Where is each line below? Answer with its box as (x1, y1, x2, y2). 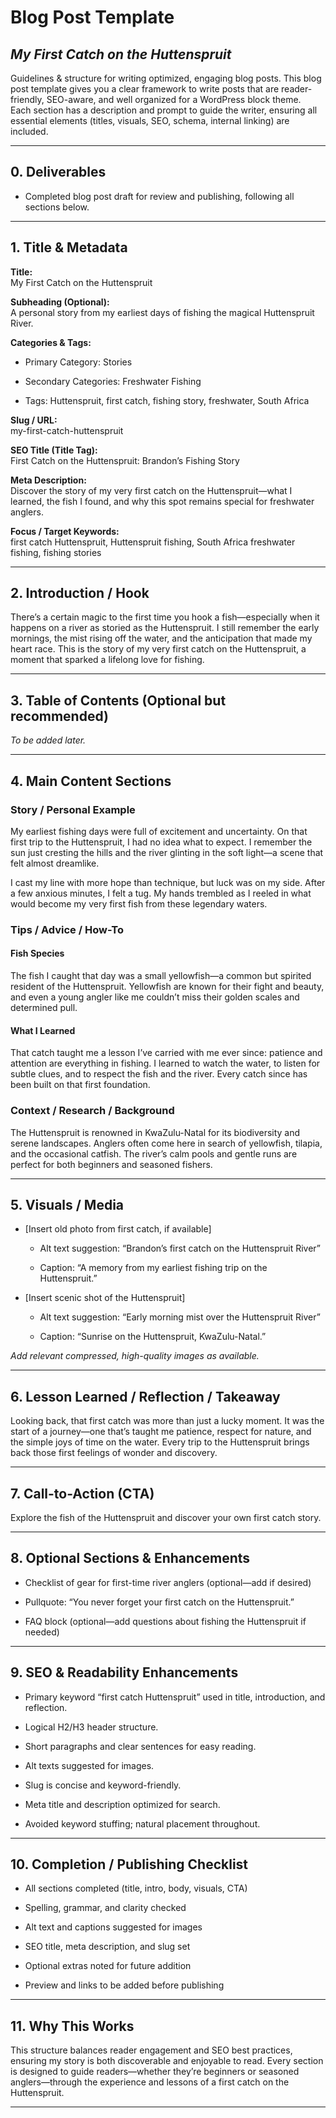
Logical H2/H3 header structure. (24, 1721, 159, 1733)
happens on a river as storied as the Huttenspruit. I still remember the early (10, 622, 320, 634)
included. (10, 126, 49, 137)
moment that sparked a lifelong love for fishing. (10, 654, 205, 666)
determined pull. (10, 1002, 78, 1014)
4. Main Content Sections (10, 772, 172, 790)
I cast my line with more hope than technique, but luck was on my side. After (10, 876, 326, 888)
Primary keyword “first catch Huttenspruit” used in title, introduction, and (24, 1691, 326, 1703)
